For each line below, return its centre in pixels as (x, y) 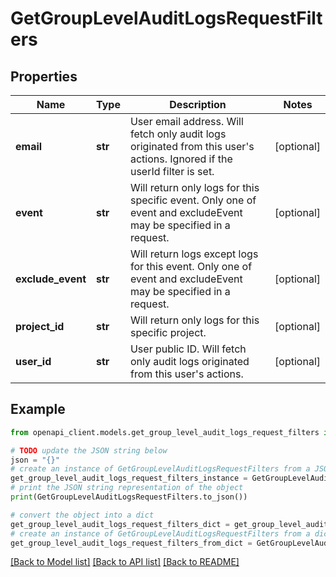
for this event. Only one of (191, 266)
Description (198, 104)
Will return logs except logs (194, 254)
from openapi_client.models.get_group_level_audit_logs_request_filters (165, 432)
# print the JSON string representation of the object (127, 488)
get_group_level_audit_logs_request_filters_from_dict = (131, 543)
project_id (40, 326)
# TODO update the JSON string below (89, 450)
